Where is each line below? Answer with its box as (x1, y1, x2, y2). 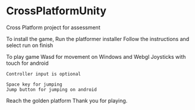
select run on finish (6, 42, 54, 49)
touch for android (6, 59, 49, 67)
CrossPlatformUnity (6, 4, 107, 18)
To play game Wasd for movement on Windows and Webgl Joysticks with (6, 53, 186, 60)
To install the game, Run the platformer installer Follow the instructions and (6, 35, 190, 42)
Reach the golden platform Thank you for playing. (6, 97, 128, 104)
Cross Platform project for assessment (6, 24, 100, 31)
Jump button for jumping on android (6, 86, 97, 93)
